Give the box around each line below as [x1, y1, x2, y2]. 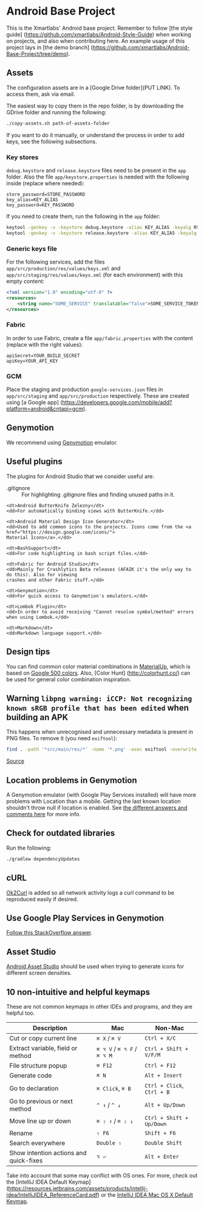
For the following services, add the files [6, 258, 105, 265]
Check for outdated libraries [6, 828, 115, 839]
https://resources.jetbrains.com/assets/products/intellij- [8, 1184, 148, 1192]
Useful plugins [6, 457, 63, 467]
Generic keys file [6, 244, 58, 253]
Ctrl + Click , [144, 1081, 184, 1090]
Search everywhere [9, 1139, 66, 1147]
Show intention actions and [9, 1148, 87, 1157]
